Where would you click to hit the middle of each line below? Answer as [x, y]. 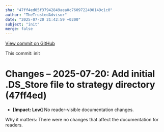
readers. [14, 125]
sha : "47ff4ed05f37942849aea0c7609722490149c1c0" [59, 10]
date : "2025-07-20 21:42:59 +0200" [43, 19]
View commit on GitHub [30, 43]
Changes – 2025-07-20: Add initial [80, 74]
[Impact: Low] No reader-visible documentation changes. [73, 110]
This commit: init [23, 54]
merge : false [19, 29]
